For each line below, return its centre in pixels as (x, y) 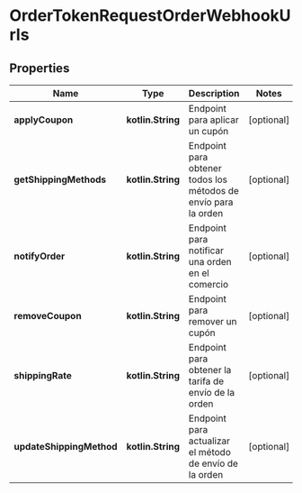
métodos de (214, 191)
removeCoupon (48, 316)
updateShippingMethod (66, 447)
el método (209, 452)
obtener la (210, 370)
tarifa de (206, 381)
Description (214, 93)
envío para (211, 202)
